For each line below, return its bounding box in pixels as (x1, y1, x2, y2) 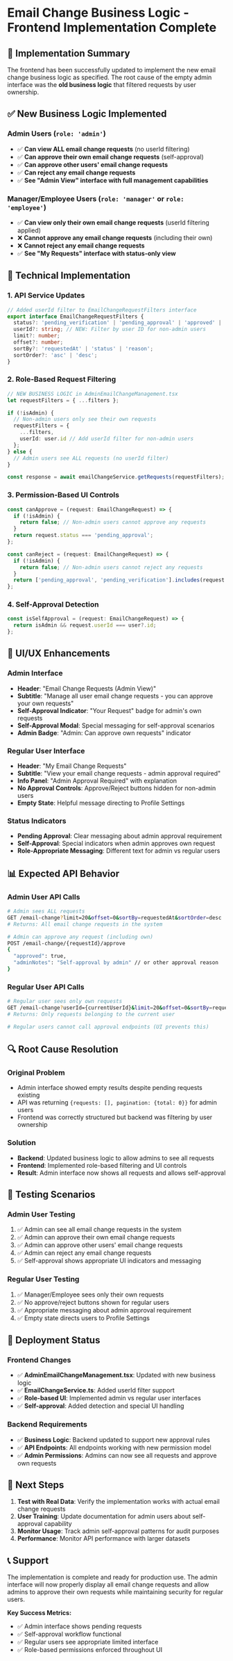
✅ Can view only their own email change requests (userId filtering (17, 218, 209, 227)
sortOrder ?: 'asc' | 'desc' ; (13, 351, 98, 359)
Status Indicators (7, 816, 67, 826)
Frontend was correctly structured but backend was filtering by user (17, 1113, 213, 1121)
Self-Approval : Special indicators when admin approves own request (17, 840, 216, 848)
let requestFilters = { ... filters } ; (7, 396, 119, 404)
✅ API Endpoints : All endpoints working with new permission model (17, 1443, 212, 1452)
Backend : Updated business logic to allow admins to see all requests (17, 1153, 215, 1162)
